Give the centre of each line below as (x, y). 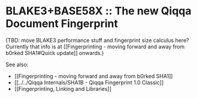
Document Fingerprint (62, 24)
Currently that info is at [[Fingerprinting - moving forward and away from (95, 47)
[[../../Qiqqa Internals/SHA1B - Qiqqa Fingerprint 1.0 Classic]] (89, 82)
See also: (17, 65)
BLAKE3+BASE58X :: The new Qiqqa (99, 11)
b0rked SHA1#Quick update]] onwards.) (55, 53)
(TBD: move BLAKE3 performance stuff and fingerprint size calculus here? (97, 40)
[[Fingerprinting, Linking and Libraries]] (63, 88)
